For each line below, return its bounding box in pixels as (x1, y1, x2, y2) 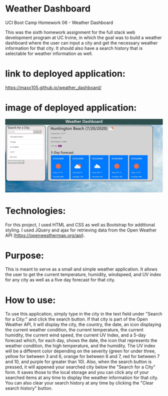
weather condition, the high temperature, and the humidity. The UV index (5, 343, 156, 349)
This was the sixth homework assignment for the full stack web (5, 29, 135, 35)
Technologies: (5, 205, 66, 216)
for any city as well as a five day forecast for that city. (5, 277, 116, 283)
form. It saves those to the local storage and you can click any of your (5, 369, 149, 375)
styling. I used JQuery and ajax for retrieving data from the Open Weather (5, 227, 157, 233)
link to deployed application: (5, 68, 126, 79)
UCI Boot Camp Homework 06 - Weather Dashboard (5, 19, 113, 25)
